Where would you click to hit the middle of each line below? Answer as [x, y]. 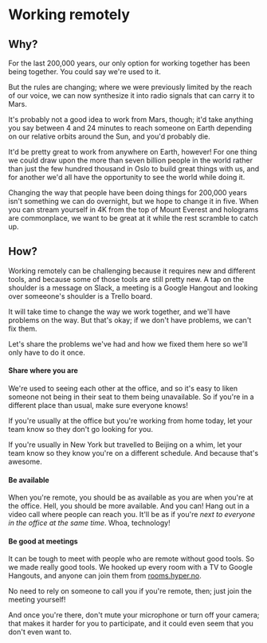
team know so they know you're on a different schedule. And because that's [133, 453]
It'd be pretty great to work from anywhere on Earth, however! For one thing [133, 152]
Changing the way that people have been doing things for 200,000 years [128, 192]
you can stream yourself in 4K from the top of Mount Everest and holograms [133, 210]
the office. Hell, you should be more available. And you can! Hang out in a [129, 506]
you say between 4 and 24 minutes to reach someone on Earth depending [130, 128]
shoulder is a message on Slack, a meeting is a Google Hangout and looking [133, 288]
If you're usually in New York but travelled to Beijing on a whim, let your [125, 445]
